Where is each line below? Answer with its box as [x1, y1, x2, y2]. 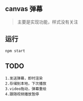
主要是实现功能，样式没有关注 [17, 19, 78, 25]
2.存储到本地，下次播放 [5, 81, 47, 86]
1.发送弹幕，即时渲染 [5, 76, 43, 81]
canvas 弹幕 [5, 4, 43, 13]
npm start [5, 48, 26, 53]
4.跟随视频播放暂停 [5, 92, 40, 97]
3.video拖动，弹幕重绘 [5, 87, 47, 92]
